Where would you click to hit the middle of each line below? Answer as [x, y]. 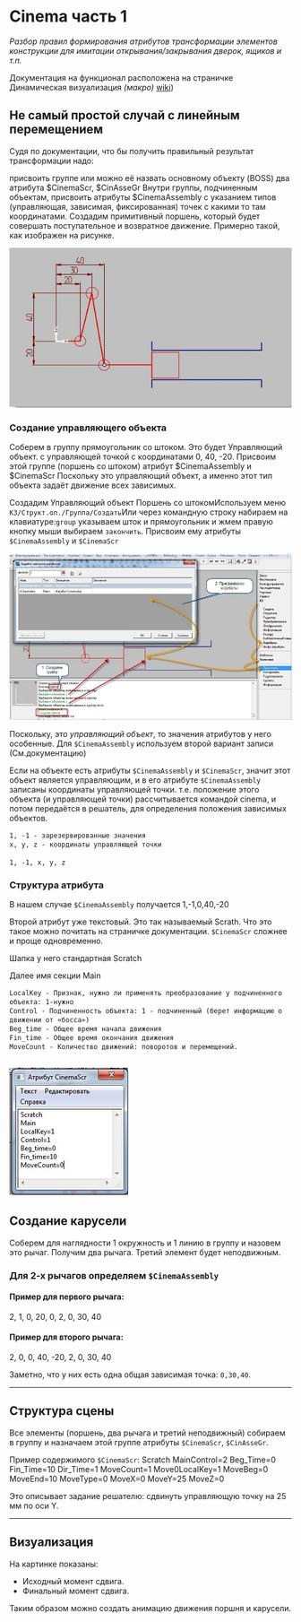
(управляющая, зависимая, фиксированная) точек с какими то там [138, 206]
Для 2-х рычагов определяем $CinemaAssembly [114, 1275]
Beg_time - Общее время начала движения [86, 1029]
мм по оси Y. [34, 1505]
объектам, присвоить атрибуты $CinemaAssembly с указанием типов [143, 197]
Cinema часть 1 [69, 17]
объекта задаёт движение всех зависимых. [93, 485]
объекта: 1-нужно [42, 1002]
